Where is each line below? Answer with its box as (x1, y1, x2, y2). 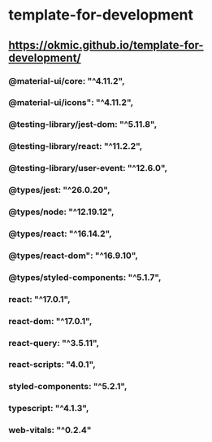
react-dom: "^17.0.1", (8, 315, 93, 326)
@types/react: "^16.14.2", (8, 228, 112, 239)
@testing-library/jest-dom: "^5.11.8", (8, 119, 158, 130)
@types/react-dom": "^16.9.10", (8, 250, 139, 261)
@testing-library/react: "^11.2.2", (8, 141, 143, 152)
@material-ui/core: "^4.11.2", (8, 75, 125, 86)
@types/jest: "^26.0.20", (8, 185, 110, 196)
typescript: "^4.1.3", (8, 403, 89, 414)
